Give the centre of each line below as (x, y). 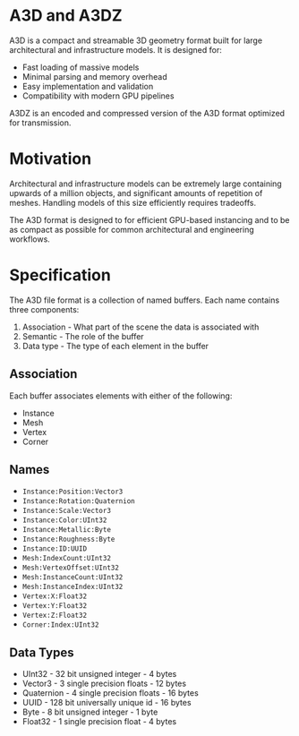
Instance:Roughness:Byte (68, 539)
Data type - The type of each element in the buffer (115, 346)
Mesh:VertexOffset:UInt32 (70, 568)
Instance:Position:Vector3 (73, 492)
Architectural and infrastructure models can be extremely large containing (145, 184)
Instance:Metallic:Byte (67, 530)
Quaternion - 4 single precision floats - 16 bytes (110, 693)
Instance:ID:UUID (55, 549)
